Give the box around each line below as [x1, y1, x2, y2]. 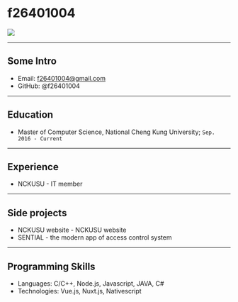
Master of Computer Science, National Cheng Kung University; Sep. [17, 128, 215, 136]
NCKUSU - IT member [17, 179, 83, 189]
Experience [7, 161, 59, 173]
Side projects [7, 207, 67, 219]
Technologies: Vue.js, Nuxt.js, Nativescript [17, 287, 142, 295]
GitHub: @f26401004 [17, 82, 80, 90]
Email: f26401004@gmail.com [17, 74, 106, 82]
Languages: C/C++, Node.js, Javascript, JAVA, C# [17, 279, 164, 288]
